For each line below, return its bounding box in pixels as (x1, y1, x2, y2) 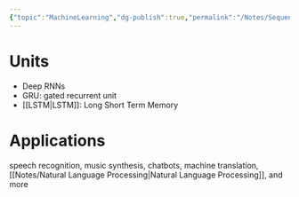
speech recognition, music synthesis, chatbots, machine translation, (9, 160, 259, 170)
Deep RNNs (21, 81, 66, 91)
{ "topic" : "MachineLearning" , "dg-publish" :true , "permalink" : (9, 12, 238, 22)
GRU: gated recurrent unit (21, 90, 117, 100)
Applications (9, 130, 106, 151)
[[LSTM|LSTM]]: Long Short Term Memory (21, 99, 179, 110)
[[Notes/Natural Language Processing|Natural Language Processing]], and (9, 169, 283, 180)
